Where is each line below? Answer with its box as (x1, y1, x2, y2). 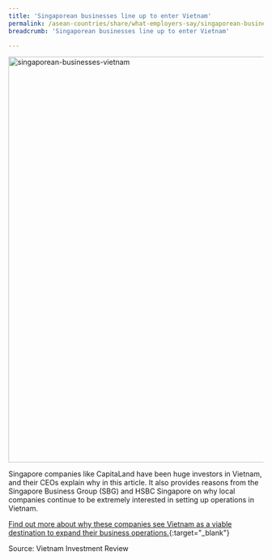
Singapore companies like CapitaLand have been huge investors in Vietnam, (8, 469, 262, 479)
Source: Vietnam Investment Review (8, 544, 130, 554)
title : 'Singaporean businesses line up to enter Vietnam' (8, 11, 212, 20)
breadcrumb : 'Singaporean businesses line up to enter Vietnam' (8, 27, 230, 35)
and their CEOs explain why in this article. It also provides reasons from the (8, 478, 259, 488)
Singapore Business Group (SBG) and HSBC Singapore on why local (8, 486, 236, 496)
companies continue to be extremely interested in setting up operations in (8, 495, 255, 505)
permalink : (8, 19, 45, 28)
